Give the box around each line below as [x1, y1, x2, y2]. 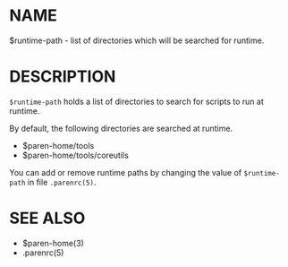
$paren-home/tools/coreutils [21, 150, 130, 160]
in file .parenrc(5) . [27, 177, 97, 187]
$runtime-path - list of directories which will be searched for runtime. [9, 35, 265, 46]
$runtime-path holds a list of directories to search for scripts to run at [9, 96, 264, 107]
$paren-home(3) [21, 237, 85, 248]
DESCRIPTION [9, 66, 116, 87]
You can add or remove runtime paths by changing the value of [9, 167, 242, 177]
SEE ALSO [9, 208, 86, 228]
